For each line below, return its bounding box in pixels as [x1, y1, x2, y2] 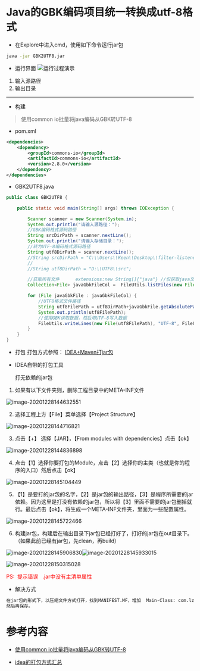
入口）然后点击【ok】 [25, 467, 79, 474]
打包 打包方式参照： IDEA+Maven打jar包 [14, 349, 114, 356]
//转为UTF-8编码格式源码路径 [27, 244, 91, 250]
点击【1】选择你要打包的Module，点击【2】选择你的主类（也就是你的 [14, 459, 185, 466]
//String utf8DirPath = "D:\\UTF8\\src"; [27, 266, 132, 271]
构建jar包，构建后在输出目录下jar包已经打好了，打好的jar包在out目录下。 [14, 530, 193, 537]
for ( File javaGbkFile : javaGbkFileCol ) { [27, 293, 137, 299]
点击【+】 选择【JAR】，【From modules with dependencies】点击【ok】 [14, 435, 192, 442]
